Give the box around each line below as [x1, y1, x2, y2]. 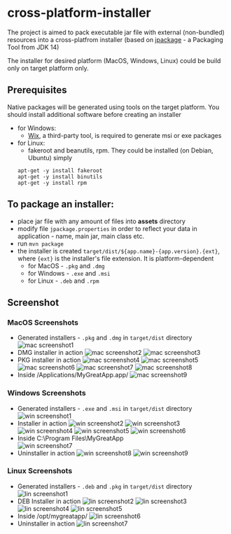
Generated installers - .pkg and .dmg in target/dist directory [17, 334, 192, 342]
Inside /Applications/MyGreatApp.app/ [17, 371, 129, 379]
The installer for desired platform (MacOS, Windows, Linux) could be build [7, 56, 221, 64]
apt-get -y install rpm [17, 179, 87, 186]
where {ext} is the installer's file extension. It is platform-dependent [17, 254, 214, 262]
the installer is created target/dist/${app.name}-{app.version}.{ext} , [17, 246, 220, 255]
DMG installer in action [17, 349, 83, 357]
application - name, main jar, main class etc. [17, 232, 145, 240]
